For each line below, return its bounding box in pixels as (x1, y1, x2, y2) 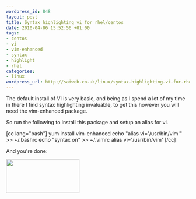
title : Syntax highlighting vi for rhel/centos (6, 19, 124, 25)
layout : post (6, 14, 38, 20)
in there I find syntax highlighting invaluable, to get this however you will (6, 102, 180, 108)
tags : (6, 30, 19, 36)
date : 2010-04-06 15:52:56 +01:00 (6, 25, 90, 31)
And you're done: (6, 148, 48, 155)
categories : (6, 68, 35, 74)
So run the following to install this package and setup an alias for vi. (6, 119, 169, 125)
